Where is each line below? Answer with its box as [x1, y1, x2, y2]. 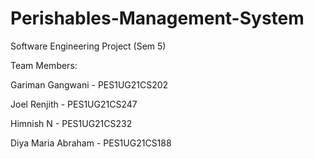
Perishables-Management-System [10, 7, 305, 30]
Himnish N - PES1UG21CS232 [10, 117, 133, 129]
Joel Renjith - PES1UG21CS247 [10, 98, 138, 110]
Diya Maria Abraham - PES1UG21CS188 [10, 137, 172, 149]
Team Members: [10, 59, 78, 71]
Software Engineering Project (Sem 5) [10, 40, 167, 52]
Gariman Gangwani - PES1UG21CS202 [10, 78, 169, 91]
